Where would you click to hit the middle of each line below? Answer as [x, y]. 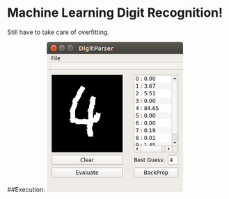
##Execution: [26, 189]
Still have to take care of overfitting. [58, 32]
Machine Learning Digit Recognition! [115, 13]
